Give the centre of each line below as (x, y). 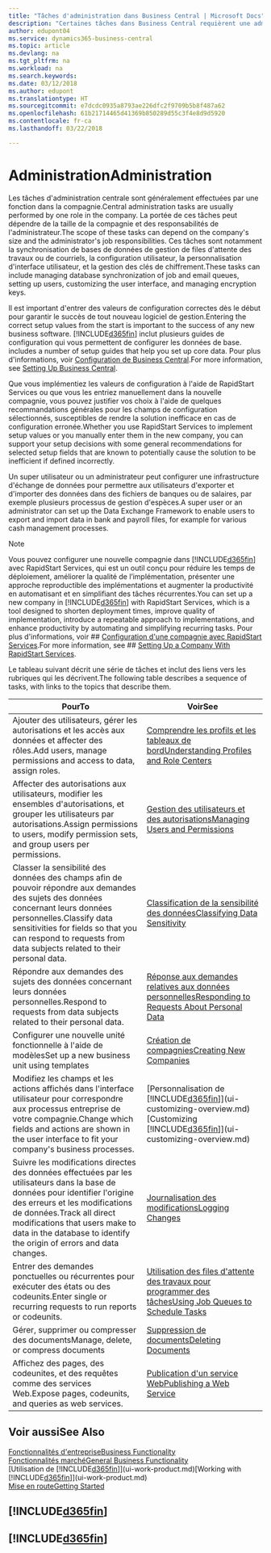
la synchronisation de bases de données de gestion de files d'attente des (130, 249)
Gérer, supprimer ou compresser (75, 1329)
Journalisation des (181, 1198)
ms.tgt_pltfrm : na (39, 61)
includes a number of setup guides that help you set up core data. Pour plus (135, 350)
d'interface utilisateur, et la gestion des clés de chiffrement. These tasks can (134, 267)
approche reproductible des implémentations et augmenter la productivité (131, 585)
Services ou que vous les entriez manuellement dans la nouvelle (115, 392)
